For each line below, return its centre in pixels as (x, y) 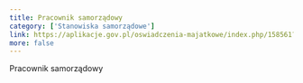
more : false (32, 43)
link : (19, 34)
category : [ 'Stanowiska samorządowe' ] (82, 26)
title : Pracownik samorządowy (66, 18)
